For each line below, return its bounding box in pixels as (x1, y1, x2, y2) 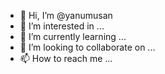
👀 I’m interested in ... (19, 20, 105, 32)
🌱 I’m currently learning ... (19, 31, 127, 42)
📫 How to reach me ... (19, 53, 113, 64)
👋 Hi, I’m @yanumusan (19, 10, 113, 21)
